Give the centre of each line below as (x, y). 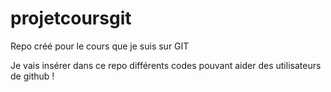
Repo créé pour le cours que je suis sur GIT (100, 46)
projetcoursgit (71, 18)
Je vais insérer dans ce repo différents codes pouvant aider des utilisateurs (166, 65)
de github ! (32, 76)
